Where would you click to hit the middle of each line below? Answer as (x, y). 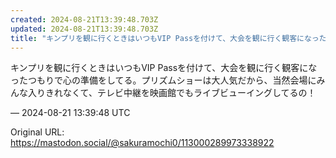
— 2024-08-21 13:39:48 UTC (70, 113)
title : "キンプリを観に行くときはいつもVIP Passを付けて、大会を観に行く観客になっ (165, 38)
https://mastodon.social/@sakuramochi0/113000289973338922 (142, 143)
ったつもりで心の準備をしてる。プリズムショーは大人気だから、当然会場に (163, 80)
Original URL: (37, 132)
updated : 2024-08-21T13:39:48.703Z (84, 29)
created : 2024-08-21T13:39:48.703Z (84, 19)
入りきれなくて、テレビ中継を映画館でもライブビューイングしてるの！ (172, 93)
